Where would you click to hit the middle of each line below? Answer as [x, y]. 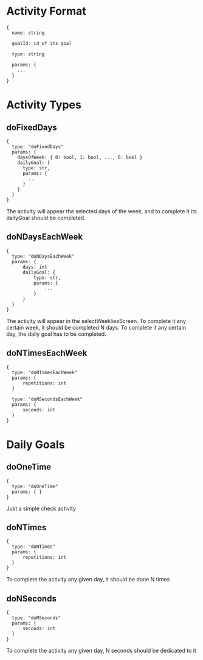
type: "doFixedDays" [38, 147]
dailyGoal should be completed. [46, 218]
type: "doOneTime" [35, 486]
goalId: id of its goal [42, 43]
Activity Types [44, 105]
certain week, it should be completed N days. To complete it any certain [96, 327]
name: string [28, 33]
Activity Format [46, 11]
